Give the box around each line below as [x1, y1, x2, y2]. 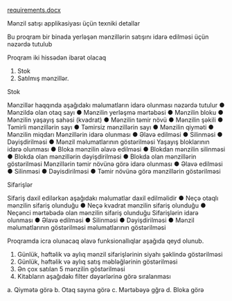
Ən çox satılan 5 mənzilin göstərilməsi [17, 265, 126, 273]
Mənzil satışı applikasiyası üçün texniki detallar [7, 19, 141, 27]
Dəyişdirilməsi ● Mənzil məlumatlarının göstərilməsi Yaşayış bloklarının [7, 138, 210, 146]
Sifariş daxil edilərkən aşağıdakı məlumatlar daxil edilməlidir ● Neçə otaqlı [7, 194, 219, 202]
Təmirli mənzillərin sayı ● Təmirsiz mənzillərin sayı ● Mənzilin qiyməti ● [7, 123, 215, 131]
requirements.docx [7, 6, 61, 14]
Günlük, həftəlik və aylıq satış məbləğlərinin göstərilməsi [17, 257, 178, 266]
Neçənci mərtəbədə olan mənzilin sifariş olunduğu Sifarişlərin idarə [7, 209, 199, 217]
